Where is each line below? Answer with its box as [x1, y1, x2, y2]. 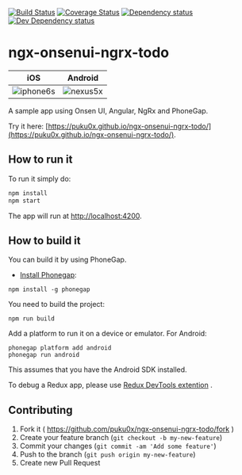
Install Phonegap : [19, 270, 77, 280]
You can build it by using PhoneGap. [8, 255, 127, 265]
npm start [8, 197, 41, 205]
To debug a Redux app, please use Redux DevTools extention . [8, 381, 213, 390]
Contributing [8, 403, 73, 416]
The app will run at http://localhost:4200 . [8, 211, 142, 220]
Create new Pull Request [19, 458, 101, 468]
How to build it [8, 234, 81, 247]
